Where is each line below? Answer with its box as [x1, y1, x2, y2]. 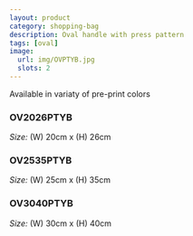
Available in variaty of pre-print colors [9, 88, 151, 99]
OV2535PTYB [9, 155, 72, 167]
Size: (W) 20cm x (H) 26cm [9, 132, 111, 143]
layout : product [9, 13, 71, 23]
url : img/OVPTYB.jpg [17, 55, 95, 64]
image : [9, 47, 34, 56]
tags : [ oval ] [9, 38, 59, 48]
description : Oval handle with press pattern [9, 30, 184, 39]
